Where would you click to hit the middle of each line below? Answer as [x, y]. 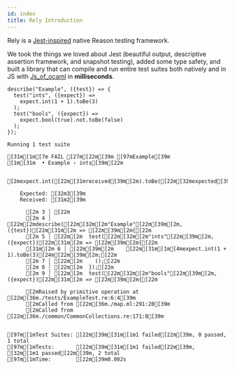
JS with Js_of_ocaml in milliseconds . [61, 76]
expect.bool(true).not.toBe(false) [72, 120]
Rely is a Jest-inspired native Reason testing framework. [88, 40]
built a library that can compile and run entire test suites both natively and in [117, 69]
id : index [22, 14]
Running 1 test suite [39, 145]
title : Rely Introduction [45, 20]
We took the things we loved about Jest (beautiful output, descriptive [107, 54]
